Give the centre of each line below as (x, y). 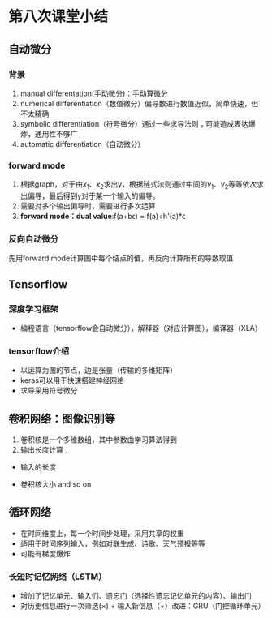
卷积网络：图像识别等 (62, 418)
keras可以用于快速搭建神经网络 (72, 380)
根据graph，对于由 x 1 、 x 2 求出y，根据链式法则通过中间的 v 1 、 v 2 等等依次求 (142, 185)
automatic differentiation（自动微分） (82, 144)
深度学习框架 (34, 309)
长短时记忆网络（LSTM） (58, 577)
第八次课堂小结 (58, 17)
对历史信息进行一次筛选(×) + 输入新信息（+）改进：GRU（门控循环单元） (142, 606)
